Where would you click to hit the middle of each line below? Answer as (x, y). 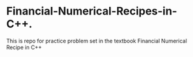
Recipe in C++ (24, 47)
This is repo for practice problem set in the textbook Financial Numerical (96, 41)
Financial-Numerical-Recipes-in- (92, 11)
